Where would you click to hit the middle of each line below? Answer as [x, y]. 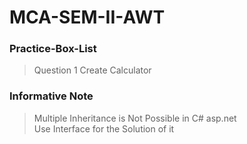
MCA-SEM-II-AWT [87, 17]
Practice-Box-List [53, 49]
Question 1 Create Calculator [92, 70]
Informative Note [51, 96]
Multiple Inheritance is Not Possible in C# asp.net [135, 118]
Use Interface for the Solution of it [104, 128]
